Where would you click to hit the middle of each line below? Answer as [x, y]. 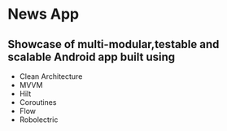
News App [43, 14]
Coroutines [38, 102]
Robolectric [39, 120]
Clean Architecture [51, 76]
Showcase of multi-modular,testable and [113, 44]
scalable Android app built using [92, 57]
